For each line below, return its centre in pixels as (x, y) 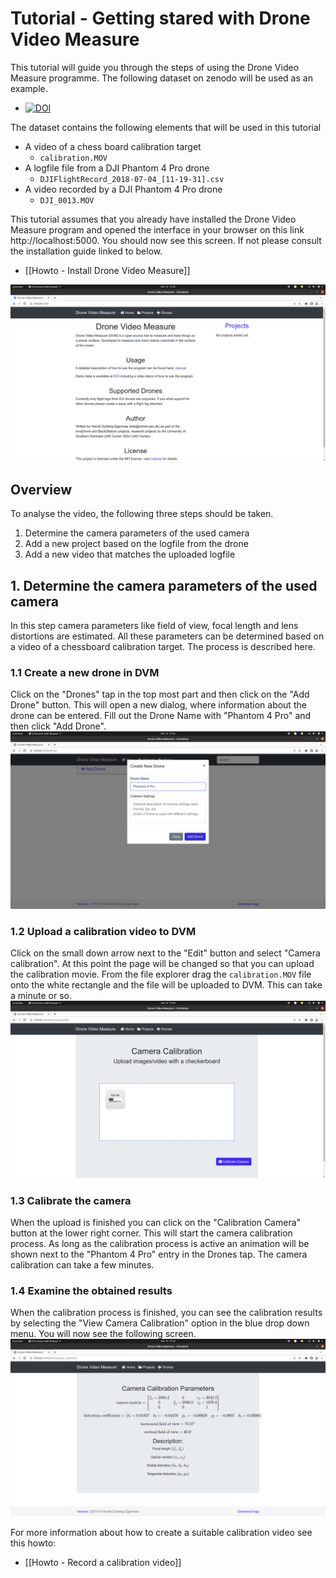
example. (29, 88)
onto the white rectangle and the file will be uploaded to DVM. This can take (166, 985)
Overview (41, 489)
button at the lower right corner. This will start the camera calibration (151, 1233)
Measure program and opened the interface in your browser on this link (157, 229)
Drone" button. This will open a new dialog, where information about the (158, 705)
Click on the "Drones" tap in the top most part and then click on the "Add (160, 694)
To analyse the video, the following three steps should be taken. (142, 514)
